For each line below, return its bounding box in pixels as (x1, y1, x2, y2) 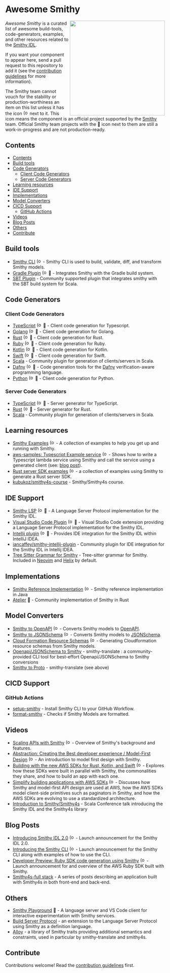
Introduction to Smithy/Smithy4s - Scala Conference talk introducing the (12, 801, 163, 807)
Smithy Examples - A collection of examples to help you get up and (12, 440, 159, 446)
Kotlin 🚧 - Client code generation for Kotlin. (12, 346, 109, 352)
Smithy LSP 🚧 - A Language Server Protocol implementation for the (12, 508, 159, 514)
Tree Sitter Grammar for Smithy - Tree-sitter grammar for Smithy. (12, 552, 148, 558)
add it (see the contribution (5, 67, 62, 74)
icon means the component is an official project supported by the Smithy (5, 115, 157, 122)
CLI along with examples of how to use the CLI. (12, 852, 111, 858)
